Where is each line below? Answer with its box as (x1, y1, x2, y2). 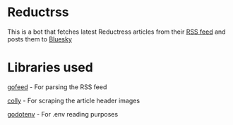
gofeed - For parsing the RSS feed (7, 82, 107, 91)
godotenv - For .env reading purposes (7, 110, 119, 118)
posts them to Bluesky (7, 34, 73, 43)
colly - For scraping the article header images (7, 96, 140, 105)
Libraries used (7, 60, 93, 76)
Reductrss (7, 4, 69, 20)
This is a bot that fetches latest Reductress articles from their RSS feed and (7, 27, 226, 36)
